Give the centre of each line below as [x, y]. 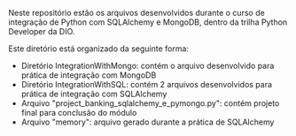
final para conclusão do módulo [79, 113]
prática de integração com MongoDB [89, 75]
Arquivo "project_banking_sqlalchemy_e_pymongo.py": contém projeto [150, 103]
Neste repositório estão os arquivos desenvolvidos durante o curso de [136, 13]
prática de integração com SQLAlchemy [94, 94]
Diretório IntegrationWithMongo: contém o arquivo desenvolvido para [148, 66]
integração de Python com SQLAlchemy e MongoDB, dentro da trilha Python [148, 22]
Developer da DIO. [42, 31]
